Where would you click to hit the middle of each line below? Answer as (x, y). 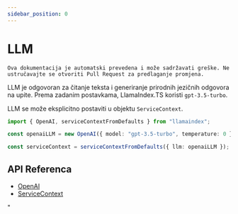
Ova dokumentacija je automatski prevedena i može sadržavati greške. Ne (119, 68)
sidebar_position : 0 (38, 14)
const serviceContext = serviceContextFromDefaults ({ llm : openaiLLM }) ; (119, 147)
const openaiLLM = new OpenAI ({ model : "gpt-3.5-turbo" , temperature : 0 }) (121, 134)
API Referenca (40, 169)
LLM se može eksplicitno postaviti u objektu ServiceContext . (95, 108)
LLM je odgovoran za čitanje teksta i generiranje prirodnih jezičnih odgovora (118, 87)
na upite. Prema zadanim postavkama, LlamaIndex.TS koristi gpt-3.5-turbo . (118, 95)
